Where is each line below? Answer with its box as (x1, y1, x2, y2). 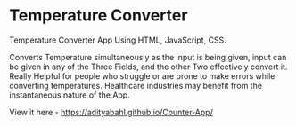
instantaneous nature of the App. (9, 90, 131, 100)
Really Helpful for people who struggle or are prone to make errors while (9, 70, 275, 81)
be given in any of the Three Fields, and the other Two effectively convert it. (9, 61, 288, 72)
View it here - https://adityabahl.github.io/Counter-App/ (9, 106, 214, 117)
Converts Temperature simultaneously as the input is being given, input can (9, 51, 287, 62)
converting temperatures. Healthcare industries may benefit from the (9, 80, 263, 91)
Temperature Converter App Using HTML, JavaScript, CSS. (9, 35, 227, 45)
